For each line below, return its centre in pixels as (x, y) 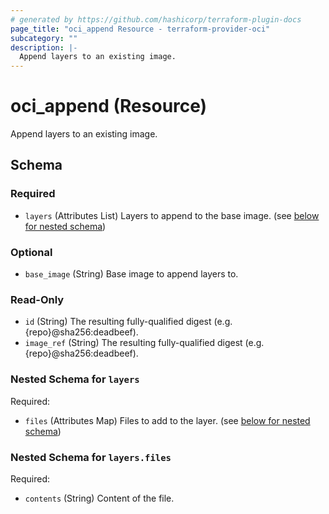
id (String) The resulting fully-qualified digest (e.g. (128, 322)
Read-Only (37, 299)
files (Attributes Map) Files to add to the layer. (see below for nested (167, 420)
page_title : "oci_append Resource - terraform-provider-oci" (140, 29)
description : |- (44, 47)
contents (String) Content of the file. (99, 498)
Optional (31, 252)
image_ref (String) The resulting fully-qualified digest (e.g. (144, 343)
